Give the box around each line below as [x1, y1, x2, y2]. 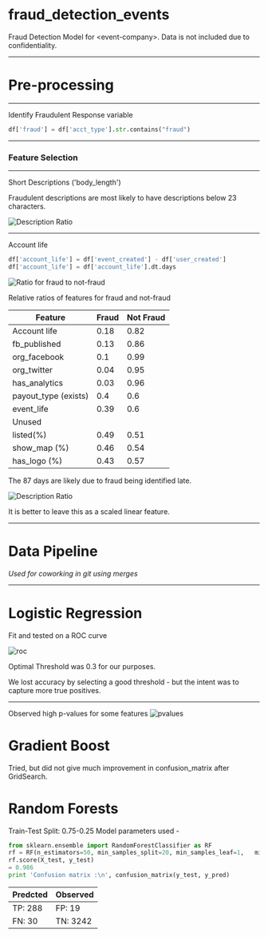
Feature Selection [8, 152, 78, 163]
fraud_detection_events [8, 6, 170, 24]
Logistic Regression [8, 604, 143, 622]
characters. [8, 201, 46, 211]
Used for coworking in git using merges [8, 568, 138, 578]
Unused [12, 416, 42, 427]
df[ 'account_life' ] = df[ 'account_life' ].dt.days [8, 262, 177, 271]
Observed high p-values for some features [8, 708, 148, 718]
